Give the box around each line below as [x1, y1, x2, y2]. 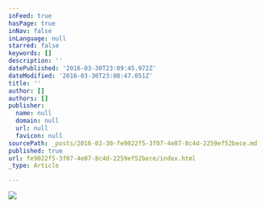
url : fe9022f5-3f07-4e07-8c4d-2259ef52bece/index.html [8, 154, 197, 162]
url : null [15, 124, 48, 132]
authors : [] [8, 94, 48, 102]
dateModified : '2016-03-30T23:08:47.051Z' [8, 72, 153, 80]
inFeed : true [8, 11, 52, 20]
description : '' [8, 57, 63, 65]
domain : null [15, 117, 60, 125]
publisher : [8, 102, 45, 110]
